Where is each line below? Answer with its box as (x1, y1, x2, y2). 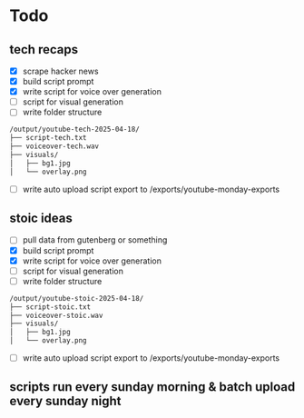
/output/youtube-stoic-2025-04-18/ (9, 294, 144, 303)
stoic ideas (9, 211, 73, 226)
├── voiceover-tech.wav (9, 142, 100, 151)
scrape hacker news (22, 65, 99, 76)
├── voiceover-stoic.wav (9, 311, 103, 320)
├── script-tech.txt (9, 134, 88, 143)
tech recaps (9, 42, 79, 57)
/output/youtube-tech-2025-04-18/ (9, 124, 141, 134)
